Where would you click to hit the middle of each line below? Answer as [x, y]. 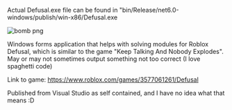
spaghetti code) [30, 66]
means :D [21, 100]
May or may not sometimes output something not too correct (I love [104, 59]
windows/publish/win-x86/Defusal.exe [63, 17]
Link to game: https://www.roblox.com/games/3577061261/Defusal [103, 80]
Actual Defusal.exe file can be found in [63, 10]
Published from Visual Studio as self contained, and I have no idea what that [116, 93]
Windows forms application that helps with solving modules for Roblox [108, 44]
